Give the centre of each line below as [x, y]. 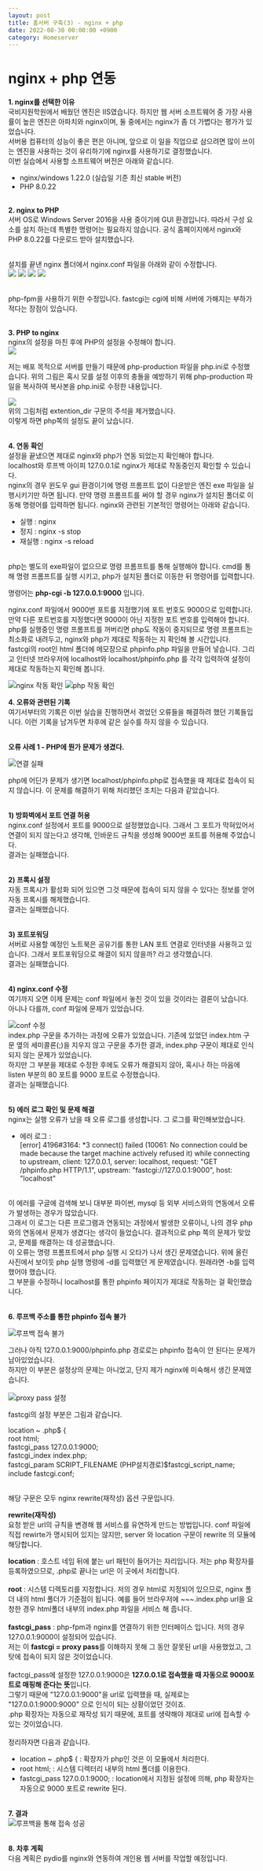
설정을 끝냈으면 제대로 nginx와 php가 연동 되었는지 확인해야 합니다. [111, 456]
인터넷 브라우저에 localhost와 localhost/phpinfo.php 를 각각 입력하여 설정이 [133, 659]
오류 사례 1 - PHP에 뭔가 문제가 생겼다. [66, 747]
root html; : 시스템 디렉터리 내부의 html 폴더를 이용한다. [104, 1769]
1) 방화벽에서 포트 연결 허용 [49, 815]
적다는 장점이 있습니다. [43, 309]
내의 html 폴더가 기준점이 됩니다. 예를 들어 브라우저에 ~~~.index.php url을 [131, 1599]
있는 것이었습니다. [36, 1724]
